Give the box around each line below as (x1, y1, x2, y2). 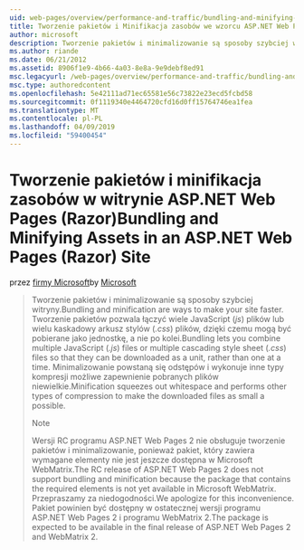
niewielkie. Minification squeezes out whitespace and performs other (31, 381, 288, 392)
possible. (31, 400, 66, 411)
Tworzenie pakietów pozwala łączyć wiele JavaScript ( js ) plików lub (31, 313, 285, 324)
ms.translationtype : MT (9, 106, 100, 115)
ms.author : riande (9, 47, 79, 56)
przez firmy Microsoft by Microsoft (9, 277, 138, 288)
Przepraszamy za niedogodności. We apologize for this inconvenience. (31, 492, 295, 503)
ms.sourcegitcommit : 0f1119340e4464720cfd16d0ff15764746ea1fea (9, 97, 253, 107)
